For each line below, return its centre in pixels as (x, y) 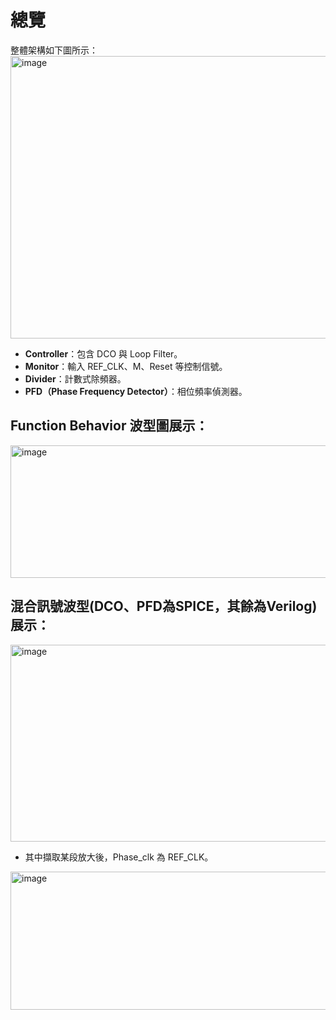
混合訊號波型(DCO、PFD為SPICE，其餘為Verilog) (164, 606)
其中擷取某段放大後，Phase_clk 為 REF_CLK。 (119, 857)
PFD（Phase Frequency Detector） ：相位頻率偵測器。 (136, 391)
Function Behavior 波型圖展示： (109, 426)
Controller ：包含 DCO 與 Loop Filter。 (103, 353)
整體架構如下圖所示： (54, 50)
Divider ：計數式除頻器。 (75, 378)
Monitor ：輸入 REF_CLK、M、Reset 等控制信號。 (126, 366)
